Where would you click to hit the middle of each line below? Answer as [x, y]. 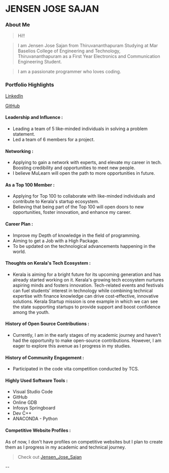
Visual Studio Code [33, 392]
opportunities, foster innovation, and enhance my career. [72, 212]
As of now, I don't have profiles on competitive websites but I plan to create [84, 442]
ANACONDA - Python [35, 419]
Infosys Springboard [34, 408]
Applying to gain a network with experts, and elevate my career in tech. [87, 163]
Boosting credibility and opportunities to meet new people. [74, 168]
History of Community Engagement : [45, 357]
